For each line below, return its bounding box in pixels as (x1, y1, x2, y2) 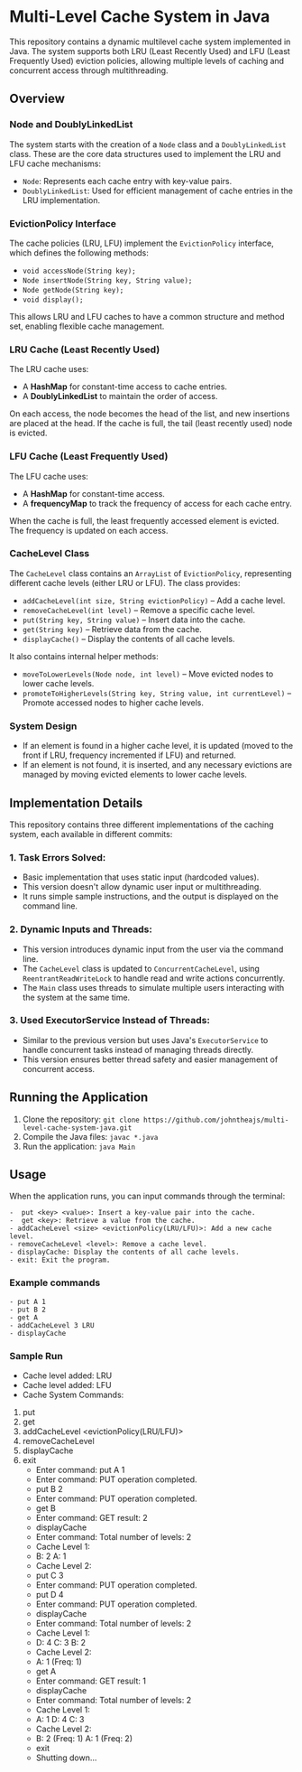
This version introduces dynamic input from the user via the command (22, 944, 284, 955)
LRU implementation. (22, 194, 101, 205)
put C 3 (35, 1570, 64, 1581)
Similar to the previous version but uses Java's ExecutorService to (22, 1034, 269, 1045)
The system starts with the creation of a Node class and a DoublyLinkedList (9, 138, 287, 150)
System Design (9, 720, 78, 732)
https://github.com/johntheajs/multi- (142, 1115, 289, 1124)
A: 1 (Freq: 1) (35, 1656, 83, 1667)
